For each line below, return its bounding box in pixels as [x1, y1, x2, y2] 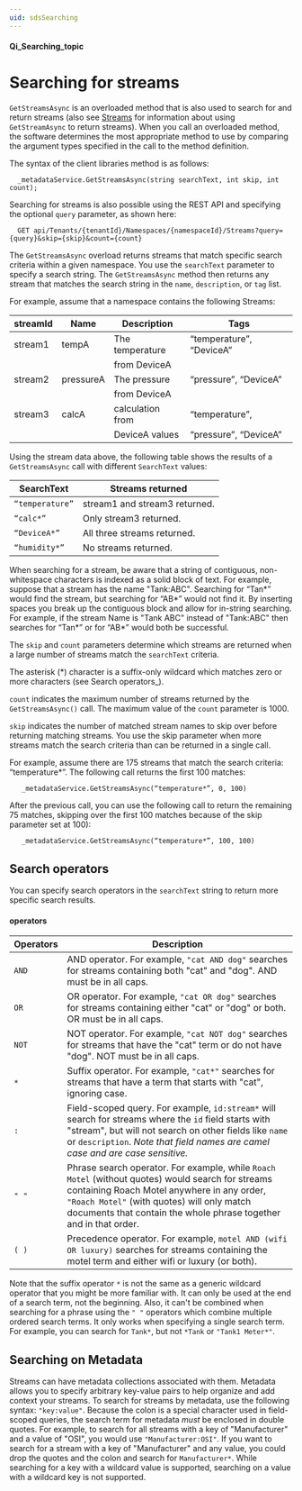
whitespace [9, 574, 52, 586]
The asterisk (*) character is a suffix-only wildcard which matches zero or [9, 667, 283, 677]
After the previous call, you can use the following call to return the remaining [9, 800, 292, 811]
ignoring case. [67, 1087, 128, 1100]
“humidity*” [13, 542, 66, 553]
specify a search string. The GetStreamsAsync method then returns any [9, 269, 270, 280]
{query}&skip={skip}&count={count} [9, 234, 143, 243]
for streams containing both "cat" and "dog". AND [67, 965, 278, 977]
